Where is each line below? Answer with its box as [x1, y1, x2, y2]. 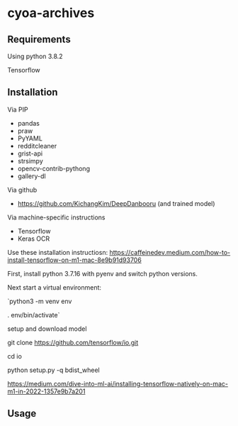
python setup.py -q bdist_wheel [7, 366, 101, 374]
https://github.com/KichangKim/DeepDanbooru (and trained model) [17, 199, 215, 207]
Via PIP [7, 105, 28, 114]
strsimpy [17, 156, 44, 165]
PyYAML [17, 133, 42, 143]
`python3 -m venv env [7, 297, 72, 305]
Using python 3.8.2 [7, 52, 63, 60]
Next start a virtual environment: [7, 283, 101, 292]
